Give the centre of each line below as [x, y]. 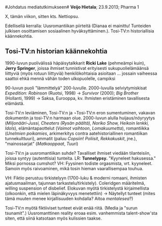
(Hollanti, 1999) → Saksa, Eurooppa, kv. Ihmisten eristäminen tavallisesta [77, 98]
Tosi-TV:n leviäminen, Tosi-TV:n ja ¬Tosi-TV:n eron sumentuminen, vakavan [80, 113]
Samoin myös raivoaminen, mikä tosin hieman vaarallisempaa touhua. [74, 168]
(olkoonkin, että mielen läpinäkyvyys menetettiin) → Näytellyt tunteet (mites [80, 193]
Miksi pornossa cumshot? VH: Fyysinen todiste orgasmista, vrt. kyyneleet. [79, 163]
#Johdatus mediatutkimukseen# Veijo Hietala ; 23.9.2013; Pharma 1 [72, 7]
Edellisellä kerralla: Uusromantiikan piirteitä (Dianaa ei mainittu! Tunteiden [78, 26]
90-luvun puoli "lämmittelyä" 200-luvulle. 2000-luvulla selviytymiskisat [76, 88]
